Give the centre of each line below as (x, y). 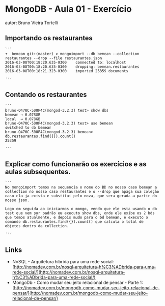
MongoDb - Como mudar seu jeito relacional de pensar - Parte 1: (78, 283)
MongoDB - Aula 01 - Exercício (69, 9)
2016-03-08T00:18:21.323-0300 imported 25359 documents (67, 71)
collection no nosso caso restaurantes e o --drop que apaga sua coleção (82, 192)
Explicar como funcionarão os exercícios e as (76, 164)
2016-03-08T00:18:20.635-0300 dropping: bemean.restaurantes (72, 67)
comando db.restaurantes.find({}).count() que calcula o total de (74, 222)
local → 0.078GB (23, 119)
